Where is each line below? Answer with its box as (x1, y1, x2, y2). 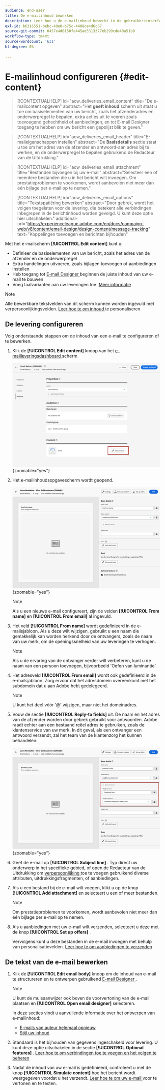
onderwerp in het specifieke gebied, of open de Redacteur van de (12, 865, 146, 871)
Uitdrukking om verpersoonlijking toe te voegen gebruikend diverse (12, 870, 149, 876)
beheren (12, 1055, 29, 1061)
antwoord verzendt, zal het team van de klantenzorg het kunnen (12, 732, 142, 738)
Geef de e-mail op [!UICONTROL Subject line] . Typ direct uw (12, 859, 137, 865)
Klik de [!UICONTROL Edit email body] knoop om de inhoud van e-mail (12, 971, 156, 977)
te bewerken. (5, 338, 32, 344)
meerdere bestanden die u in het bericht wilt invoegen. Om (17, 175, 137, 181)
